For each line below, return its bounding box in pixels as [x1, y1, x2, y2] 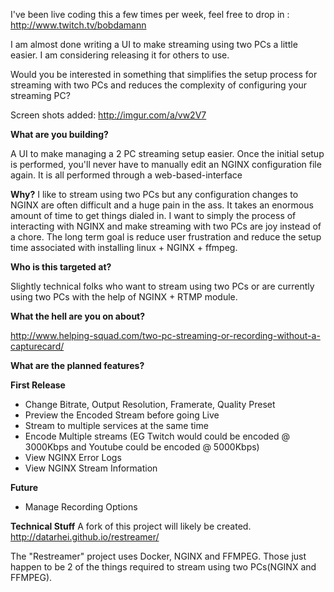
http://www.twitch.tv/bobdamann [10, 19, 147, 31]
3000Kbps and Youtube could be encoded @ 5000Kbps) [24, 441, 260, 453]
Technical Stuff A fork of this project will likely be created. [10, 520, 252, 532]
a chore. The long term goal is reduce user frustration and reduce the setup [10, 231, 322, 243]
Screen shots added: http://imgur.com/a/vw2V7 [10, 109, 207, 121]
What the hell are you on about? [10, 310, 146, 322]
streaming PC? [10, 90, 71, 101]
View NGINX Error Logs [24, 452, 122, 463]
